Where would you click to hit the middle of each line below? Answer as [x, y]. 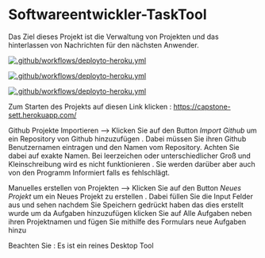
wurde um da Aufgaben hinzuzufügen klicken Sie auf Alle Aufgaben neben [130, 213]
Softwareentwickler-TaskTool [108, 15]
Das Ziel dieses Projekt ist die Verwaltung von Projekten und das [114, 37]
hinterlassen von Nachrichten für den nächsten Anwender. [104, 44]
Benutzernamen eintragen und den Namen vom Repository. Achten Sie [124, 147]
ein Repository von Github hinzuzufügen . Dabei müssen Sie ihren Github [127, 139]
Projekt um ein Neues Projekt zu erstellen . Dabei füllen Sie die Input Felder [131, 196]
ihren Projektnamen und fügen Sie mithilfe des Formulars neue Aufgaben [127, 221]
